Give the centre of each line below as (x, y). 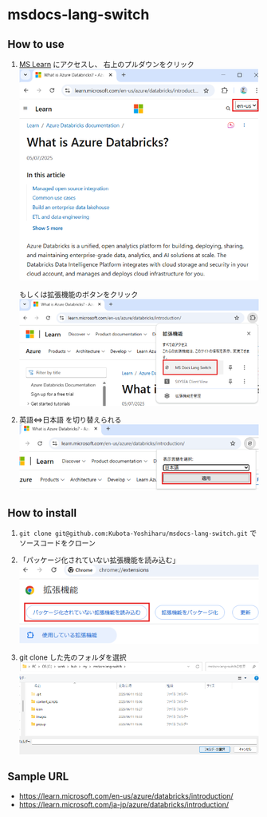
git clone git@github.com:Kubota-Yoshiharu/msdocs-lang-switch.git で (137, 533)
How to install (42, 513)
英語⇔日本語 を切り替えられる (70, 419)
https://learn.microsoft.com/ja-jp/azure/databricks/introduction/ (124, 804)
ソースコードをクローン (57, 543)
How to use (36, 44)
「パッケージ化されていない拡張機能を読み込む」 (99, 560)
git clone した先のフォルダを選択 (73, 657)
